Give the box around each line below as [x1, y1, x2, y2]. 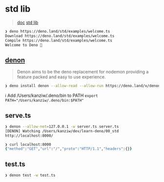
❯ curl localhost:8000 [5, 142, 51, 147]
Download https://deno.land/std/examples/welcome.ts [5, 33, 115, 38]
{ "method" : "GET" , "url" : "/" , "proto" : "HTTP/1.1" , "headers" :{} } [5, 146, 132, 151]
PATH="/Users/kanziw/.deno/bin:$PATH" [5, 98, 84, 103]
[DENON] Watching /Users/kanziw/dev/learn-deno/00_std [5, 128, 119, 133]
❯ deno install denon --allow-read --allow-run [5, 84, 104, 89]
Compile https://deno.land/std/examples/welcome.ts [5, 38, 112, 43]
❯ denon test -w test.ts [5, 173, 56, 178]
